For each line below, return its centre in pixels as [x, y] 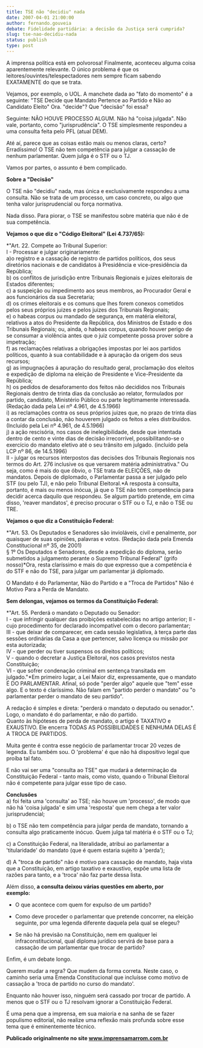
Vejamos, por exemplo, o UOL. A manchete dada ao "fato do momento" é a [100, 94]
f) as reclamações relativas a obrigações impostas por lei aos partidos [94, 348]
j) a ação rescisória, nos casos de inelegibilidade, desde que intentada [94, 432]
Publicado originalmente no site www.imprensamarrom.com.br [87, 1038]
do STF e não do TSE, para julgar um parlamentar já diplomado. [85, 571]
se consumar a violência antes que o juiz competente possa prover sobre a [100, 335]
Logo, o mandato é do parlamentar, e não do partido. [72, 714]
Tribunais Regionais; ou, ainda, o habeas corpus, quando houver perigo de [99, 329]
